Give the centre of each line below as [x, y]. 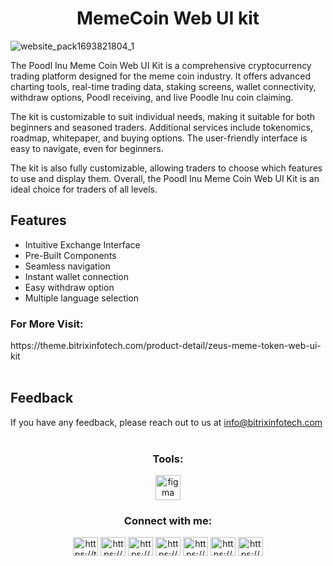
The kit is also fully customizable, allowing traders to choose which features [166, 168]
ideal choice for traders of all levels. [84, 189]
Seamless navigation [67, 266]
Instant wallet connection [77, 276]
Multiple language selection [82, 298]
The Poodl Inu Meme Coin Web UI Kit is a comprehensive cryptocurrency [161, 65]
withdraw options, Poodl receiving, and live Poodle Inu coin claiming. [152, 97]
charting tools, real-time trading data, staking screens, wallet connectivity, [163, 86]
